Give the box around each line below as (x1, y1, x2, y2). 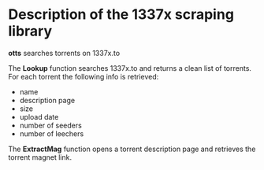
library (8, 22, 53, 40)
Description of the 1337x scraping (8, 6, 235, 24)
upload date (19, 112, 59, 121)
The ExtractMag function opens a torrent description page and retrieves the (8, 144, 256, 153)
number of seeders (19, 120, 83, 130)
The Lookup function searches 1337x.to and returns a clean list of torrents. (8, 63, 252, 72)
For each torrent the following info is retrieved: (8, 72, 159, 81)
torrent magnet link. (8, 152, 73, 162)
